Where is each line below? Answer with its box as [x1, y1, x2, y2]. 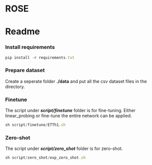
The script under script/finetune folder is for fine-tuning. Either [5, 107, 136, 113]
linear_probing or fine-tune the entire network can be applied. [5, 113, 132, 119]
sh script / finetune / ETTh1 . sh [5, 122, 66, 127]
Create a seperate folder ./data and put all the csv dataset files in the [5, 78, 147, 84]
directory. [5, 83, 25, 89]
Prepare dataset [5, 67, 45, 74]
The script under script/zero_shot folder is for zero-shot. [5, 145, 123, 151]
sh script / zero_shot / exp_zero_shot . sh [5, 155, 86, 160]
